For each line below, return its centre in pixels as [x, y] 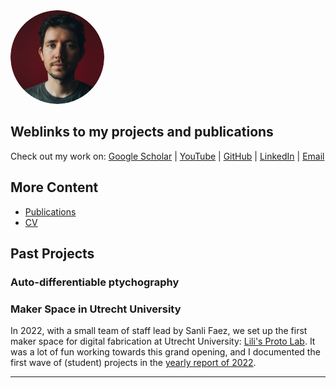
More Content [54, 187]
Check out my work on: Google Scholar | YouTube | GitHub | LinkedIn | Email [167, 156]
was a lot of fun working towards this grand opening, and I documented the [165, 352]
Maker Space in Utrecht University [96, 309]
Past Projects [52, 254]
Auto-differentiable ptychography [95, 282]
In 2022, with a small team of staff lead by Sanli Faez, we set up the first [159, 331]
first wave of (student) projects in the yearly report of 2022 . [133, 363]
